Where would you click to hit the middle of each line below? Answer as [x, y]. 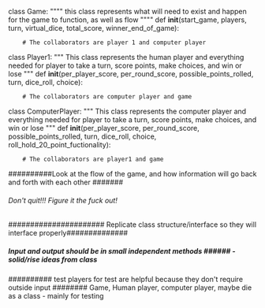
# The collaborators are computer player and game [107, 97]
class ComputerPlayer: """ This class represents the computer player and [127, 111]
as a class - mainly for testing [56, 296]
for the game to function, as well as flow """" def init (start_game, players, [127, 20]
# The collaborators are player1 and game [93, 159]
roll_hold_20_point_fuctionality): [60, 145]
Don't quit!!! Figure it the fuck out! [63, 200]
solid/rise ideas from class [53, 259]
